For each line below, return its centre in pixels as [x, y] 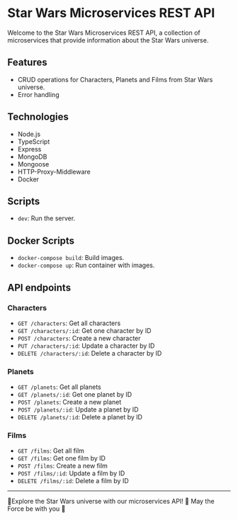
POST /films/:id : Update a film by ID [71, 473]
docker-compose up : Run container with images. [86, 265]
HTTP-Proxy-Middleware [54, 171]
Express [29, 149]
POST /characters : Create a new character [79, 338]
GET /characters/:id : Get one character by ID [84, 330]
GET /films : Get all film [51, 451]
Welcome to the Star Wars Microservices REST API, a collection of [104, 33]
